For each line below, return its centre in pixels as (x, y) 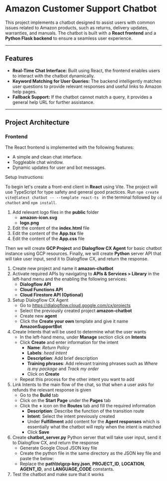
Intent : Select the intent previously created (71, 416)
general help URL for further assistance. (53, 102)
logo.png (29, 223)
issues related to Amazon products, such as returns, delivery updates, (77, 27)
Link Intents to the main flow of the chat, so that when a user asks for (83, 385)
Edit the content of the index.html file (51, 228)
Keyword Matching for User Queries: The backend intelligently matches (87, 81)
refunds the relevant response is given (52, 390)
